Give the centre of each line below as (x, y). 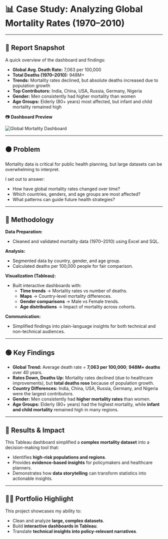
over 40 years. (27, 372)
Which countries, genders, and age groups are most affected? (76, 194)
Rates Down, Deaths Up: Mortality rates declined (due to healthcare (83, 378)
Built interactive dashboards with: (47, 286)
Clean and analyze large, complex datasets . (58, 520)
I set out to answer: (25, 179)
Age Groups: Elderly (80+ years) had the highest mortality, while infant (86, 404)
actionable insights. (32, 478)
